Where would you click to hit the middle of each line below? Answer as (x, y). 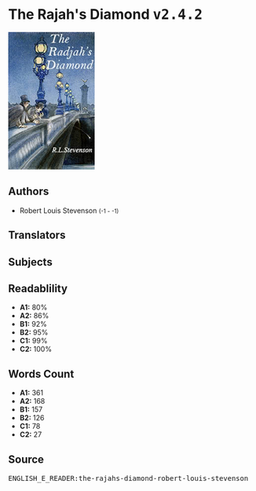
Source (26, 459)
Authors (29, 191)
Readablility (38, 288)
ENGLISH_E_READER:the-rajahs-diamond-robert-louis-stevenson (128, 478)
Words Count (41, 374)
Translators (37, 235)
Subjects (30, 262)
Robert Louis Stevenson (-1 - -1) (69, 211)
